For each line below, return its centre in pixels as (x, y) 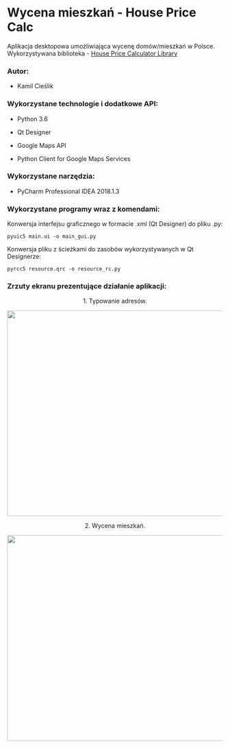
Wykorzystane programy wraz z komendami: (84, 209)
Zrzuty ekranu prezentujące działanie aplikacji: (87, 286)
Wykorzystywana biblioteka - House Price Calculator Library (92, 53)
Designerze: (24, 257)
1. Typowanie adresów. (115, 301)
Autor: (18, 71)
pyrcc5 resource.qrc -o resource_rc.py (64, 269)
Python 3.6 (32, 119)
